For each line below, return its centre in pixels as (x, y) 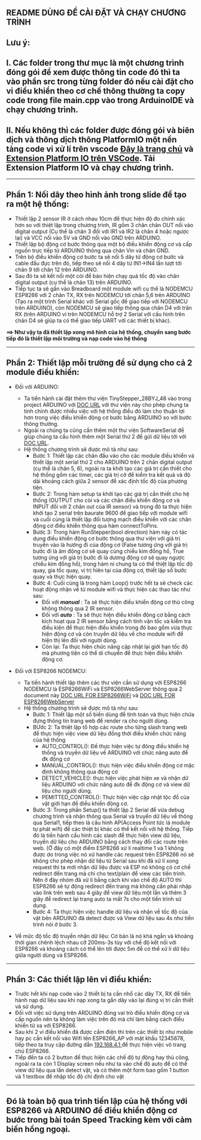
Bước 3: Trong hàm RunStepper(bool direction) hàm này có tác (110, 532)
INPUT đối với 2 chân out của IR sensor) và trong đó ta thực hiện (112, 506)
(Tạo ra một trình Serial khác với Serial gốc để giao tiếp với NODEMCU (101, 301)
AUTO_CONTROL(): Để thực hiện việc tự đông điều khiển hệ (115, 746)
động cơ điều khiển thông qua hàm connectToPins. (95, 525)
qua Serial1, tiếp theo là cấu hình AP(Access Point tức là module (111, 823)
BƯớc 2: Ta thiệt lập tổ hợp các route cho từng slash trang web (110, 727)
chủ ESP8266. (32, 1051)
